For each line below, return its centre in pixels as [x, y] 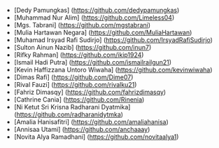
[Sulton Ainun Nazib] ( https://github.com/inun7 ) [83, 47]
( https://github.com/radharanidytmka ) [69, 114]
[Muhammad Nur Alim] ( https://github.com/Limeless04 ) [94, 18]
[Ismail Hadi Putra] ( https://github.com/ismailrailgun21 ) [93, 62]
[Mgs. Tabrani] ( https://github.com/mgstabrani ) [82, 25]
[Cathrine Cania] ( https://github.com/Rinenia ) [79, 100]
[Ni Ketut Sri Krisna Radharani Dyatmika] [72, 107]
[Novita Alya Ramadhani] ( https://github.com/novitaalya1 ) [96, 137]
